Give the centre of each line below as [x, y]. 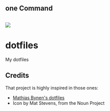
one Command [29, 8]
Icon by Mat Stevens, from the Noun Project [59, 103]
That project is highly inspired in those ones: [52, 88]
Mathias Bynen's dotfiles [38, 98]
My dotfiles [17, 59]
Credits [17, 76]
